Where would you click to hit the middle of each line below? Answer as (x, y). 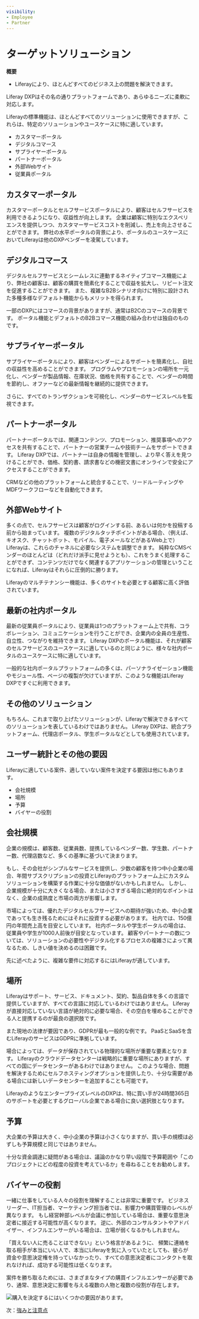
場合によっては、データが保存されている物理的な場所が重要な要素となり (94, 1051)
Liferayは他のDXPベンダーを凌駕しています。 (77, 240)
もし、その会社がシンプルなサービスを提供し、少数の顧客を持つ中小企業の (97, 868)
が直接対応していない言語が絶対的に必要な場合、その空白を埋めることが (94, 1011)
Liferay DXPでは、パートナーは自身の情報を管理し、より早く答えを (99, 455)
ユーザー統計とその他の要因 (57, 754)
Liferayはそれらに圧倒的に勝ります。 (77, 570)
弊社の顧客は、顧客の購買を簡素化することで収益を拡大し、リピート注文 (105, 283)
